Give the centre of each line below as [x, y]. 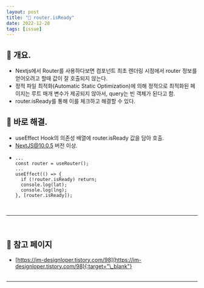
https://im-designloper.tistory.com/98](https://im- [79, 259]
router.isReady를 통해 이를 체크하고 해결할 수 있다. [75, 101]
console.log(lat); [44, 185]
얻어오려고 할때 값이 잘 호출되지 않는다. [61, 78]
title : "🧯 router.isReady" [40, 18]
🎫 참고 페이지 [29, 245]
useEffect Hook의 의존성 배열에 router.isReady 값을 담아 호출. [90, 138]
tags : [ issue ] [24, 29]
